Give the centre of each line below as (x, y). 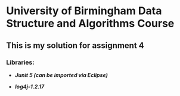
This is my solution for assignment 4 (75, 45)
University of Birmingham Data (84, 11)
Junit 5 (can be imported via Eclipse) (61, 75)
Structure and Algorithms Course (90, 23)
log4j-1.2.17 (30, 87)
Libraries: (20, 62)
